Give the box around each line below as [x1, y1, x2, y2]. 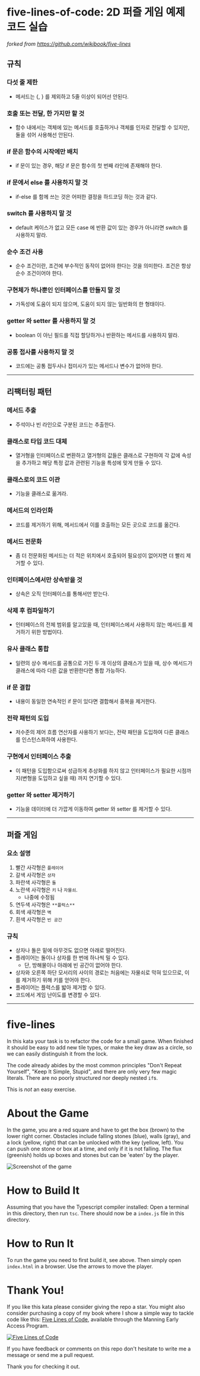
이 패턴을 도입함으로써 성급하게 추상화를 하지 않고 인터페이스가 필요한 [15, 767, 176, 774]
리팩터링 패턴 [7, 387, 52, 397]
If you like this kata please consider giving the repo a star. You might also [7, 1303, 186, 1310]
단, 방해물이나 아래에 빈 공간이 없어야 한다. [24, 961, 123, 968]
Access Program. [7, 1322, 49, 1329]
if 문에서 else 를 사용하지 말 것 [7, 179, 88, 187]
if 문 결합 [7, 683, 31, 692]
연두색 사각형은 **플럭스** [15, 901, 75, 908]
